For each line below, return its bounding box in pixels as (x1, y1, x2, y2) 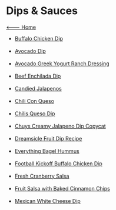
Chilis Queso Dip (14, 110, 55, 117)
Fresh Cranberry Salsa (14, 172, 69, 179)
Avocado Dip (14, 47, 46, 54)
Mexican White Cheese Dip (14, 197, 81, 204)
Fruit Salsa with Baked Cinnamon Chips (14, 185, 110, 192)
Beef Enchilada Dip (14, 72, 61, 79)
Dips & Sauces (6, 4, 78, 18)
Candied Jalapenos (14, 85, 62, 92)
